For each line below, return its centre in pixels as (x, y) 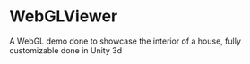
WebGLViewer (64, 16)
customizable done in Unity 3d (66, 50)
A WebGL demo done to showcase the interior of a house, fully (125, 41)
